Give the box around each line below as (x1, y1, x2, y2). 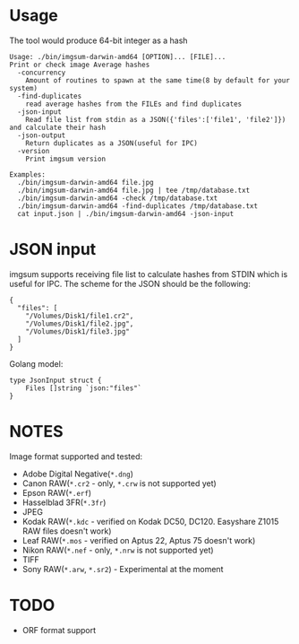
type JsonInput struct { (9, 376, 102, 385)
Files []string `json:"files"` (25, 383, 142, 393)
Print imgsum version (25, 154, 106, 163)
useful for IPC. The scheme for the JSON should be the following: (9, 278, 251, 289)
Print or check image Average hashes (9, 60, 150, 69)
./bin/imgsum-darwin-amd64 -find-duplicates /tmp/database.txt (17, 201, 258, 211)
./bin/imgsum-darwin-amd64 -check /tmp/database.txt (17, 194, 218, 203)
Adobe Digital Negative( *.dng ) (21, 468, 134, 479)
